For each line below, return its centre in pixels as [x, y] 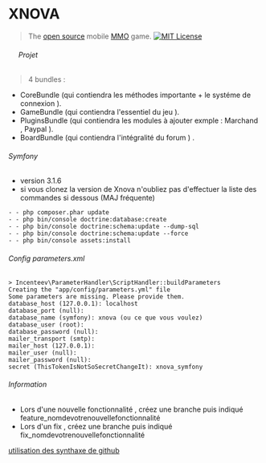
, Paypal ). [37, 129]
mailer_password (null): [50, 359]
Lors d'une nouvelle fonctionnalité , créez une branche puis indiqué [131, 409]
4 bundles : [47, 79]
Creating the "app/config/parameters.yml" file [90, 290]
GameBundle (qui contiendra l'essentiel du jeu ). [100, 112]
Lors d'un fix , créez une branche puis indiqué [96, 426]
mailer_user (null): [43, 353]
